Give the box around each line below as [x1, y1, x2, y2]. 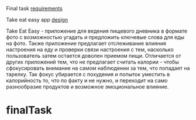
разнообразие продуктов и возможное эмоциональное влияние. [6, 83, 169, 90]
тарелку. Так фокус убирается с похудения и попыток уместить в [6, 71, 170, 77]
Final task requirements [6, 5, 63, 12]
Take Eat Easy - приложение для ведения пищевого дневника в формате [6, 27, 188, 34]
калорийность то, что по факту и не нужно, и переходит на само [6, 77, 168, 84]
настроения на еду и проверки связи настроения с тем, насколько [6, 46, 174, 53]
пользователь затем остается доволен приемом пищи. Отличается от [6, 52, 181, 59]
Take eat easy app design [6, 16, 68, 23]
